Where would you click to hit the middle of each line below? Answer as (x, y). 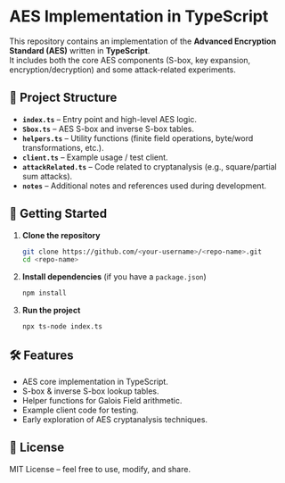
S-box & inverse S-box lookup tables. (90, 391)
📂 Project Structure (63, 98)
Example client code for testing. (81, 410)
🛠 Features (41, 356)
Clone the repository (61, 235)
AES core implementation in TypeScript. (95, 381)
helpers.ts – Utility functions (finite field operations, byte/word (138, 138)
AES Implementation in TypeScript (139, 17)
